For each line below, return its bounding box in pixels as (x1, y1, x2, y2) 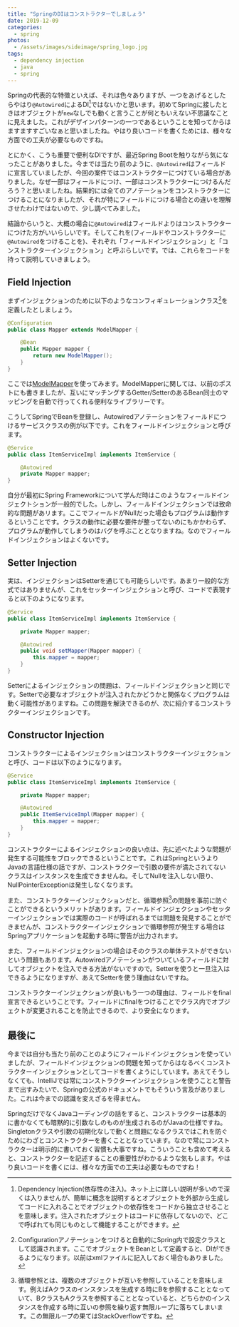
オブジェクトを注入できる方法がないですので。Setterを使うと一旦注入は (19, 965, 230, 973)
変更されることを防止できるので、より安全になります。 (31, 1007, 193, 1015)
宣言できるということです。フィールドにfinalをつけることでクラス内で (7, 997, 212, 1006)
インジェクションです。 (26, 708, 95, 716)
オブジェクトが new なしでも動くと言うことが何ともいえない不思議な (19, 108, 216, 118)
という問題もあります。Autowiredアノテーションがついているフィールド (7, 955, 217, 964)
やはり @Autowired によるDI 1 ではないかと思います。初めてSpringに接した (13, 98, 222, 108)
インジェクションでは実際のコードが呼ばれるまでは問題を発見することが (13, 914, 225, 922)
